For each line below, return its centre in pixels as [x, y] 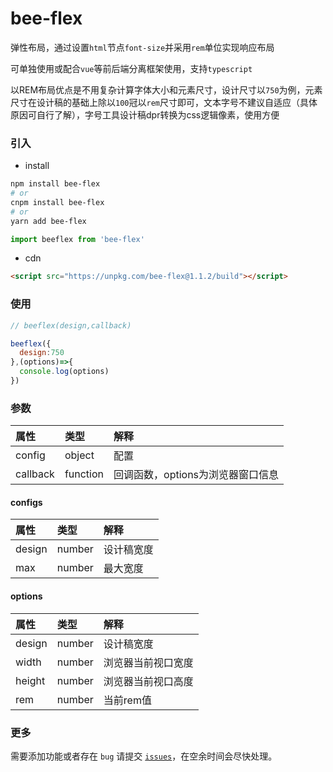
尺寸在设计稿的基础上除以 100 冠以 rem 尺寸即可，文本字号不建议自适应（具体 [164, 102]
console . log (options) [64, 372]
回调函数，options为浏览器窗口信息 [196, 475]
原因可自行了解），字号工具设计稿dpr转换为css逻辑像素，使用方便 [145, 114]
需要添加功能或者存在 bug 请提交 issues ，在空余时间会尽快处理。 [144, 756]
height [30, 680]
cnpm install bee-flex [57, 202]
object [79, 455]
